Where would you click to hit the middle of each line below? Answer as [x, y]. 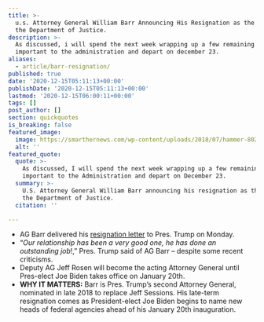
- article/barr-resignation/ [63, 67]
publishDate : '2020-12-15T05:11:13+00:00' [79, 88]
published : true [35, 74]
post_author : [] [35, 111]
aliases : [22, 60]
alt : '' [28, 147]
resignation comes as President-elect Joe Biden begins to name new [131, 301]
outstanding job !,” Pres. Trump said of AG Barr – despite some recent [131, 251]
